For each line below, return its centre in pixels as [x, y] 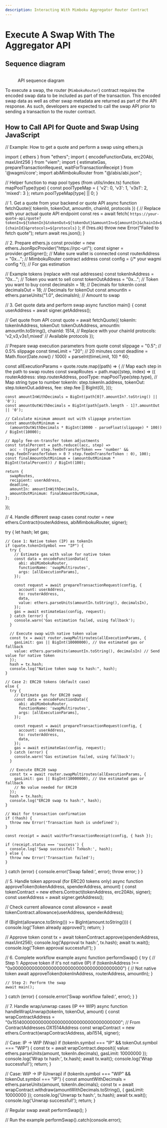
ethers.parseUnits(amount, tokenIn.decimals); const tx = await [69, 1085]
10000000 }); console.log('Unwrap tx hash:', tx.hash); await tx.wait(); [76, 1095]
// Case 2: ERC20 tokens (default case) [48, 682]
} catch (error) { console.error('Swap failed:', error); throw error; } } [74, 872]
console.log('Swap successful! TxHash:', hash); [61, 849]
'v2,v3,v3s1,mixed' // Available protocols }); [50, 336]
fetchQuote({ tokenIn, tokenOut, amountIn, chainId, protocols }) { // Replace [83, 209]
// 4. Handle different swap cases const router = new [59, 517]
